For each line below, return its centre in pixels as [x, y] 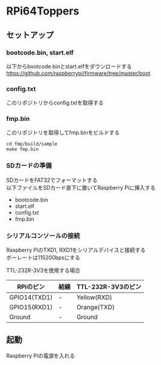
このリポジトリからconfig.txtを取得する [55, 103]
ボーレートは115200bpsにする [43, 257]
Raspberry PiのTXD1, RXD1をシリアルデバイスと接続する [76, 250]
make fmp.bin [23, 149]
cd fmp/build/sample [32, 144]
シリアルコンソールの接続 [43, 236]
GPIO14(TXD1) [31, 297]
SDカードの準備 [29, 166]
